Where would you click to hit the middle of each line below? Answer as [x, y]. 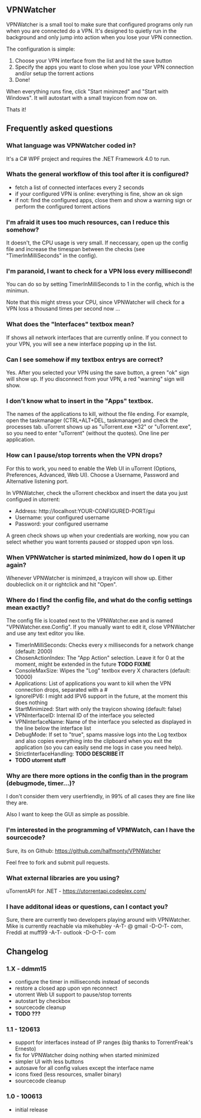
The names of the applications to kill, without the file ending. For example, [97, 414]
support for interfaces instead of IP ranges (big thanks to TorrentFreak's [104, 1042]
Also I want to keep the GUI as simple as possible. [68, 815]
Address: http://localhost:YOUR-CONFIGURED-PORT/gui [85, 511]
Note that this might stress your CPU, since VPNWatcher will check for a [95, 302]
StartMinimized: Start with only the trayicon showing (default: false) [98, 709]
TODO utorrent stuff [40, 760]
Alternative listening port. [37, 481]
